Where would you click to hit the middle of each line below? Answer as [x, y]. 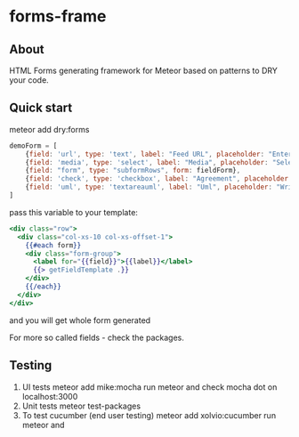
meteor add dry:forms [49, 129]
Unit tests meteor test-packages [81, 406]
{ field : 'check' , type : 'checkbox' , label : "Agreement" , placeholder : [159, 179]
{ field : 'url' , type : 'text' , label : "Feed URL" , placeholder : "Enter [159, 154]
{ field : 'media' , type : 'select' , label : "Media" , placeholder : [147, 162]
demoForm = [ [33, 146]
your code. [29, 80]
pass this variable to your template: [73, 212]
